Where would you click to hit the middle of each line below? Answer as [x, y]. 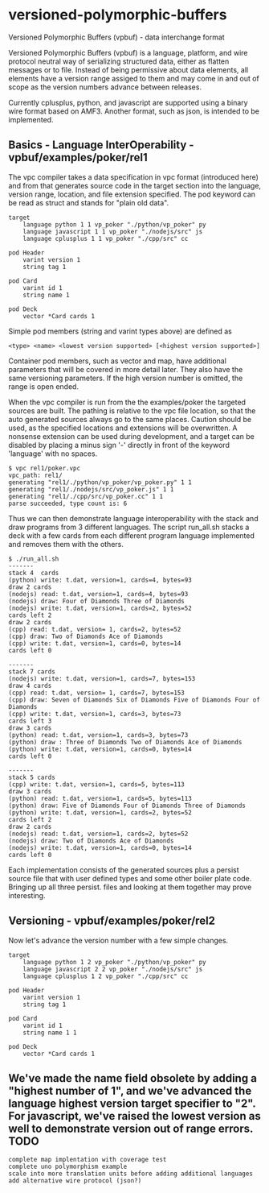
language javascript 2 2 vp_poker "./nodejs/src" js [113, 969]
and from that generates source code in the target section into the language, [135, 185]
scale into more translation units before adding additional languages [130, 1174]
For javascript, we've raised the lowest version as [134, 1116]
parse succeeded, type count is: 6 [68, 503]
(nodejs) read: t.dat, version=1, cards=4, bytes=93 [98, 594]
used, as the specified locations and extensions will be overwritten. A [123, 428]
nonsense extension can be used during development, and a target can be [131, 436]
